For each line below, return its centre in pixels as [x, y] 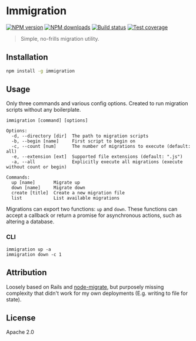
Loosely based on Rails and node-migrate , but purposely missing [85, 287]
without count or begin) [36, 167]
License [21, 318]
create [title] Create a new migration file [68, 193]
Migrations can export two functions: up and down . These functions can [92, 209]
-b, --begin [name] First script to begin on [73, 141]
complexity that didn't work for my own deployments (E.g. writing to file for [97, 293]
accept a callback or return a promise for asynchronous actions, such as [94, 215]
